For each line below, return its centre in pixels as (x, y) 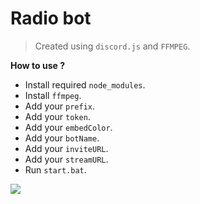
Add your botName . (62, 138)
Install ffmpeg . (53, 95)
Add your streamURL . (66, 159)
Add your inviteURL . (66, 148)
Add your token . (57, 116)
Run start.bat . (55, 169)
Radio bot (51, 18)
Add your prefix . (60, 106)
